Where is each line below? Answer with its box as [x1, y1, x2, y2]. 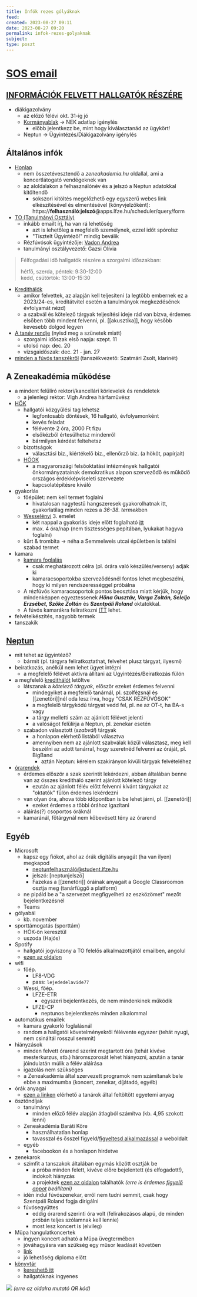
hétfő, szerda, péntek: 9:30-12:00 [20, 268, 102, 275]
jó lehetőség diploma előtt [23, 1254, 86, 1261]
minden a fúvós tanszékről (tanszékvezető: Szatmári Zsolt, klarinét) [14, 354, 178, 361]
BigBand [32, 752, 53, 759]
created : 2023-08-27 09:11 [6, 19, 72, 25]
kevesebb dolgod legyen [23, 323, 84, 330]
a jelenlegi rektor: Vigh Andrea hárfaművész [23, 393, 131, 401]
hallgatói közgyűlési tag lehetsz [23, 406, 100, 413]
